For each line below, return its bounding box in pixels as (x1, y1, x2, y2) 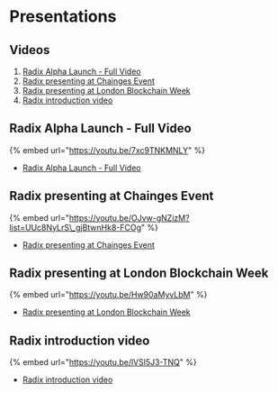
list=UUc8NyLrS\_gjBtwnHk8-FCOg (9, 222, 142, 233)
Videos (9, 42, 50, 58)
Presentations (9, 6, 117, 27)
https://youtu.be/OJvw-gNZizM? (68, 212, 191, 223)
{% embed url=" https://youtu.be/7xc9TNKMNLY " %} (9, 144, 205, 155)
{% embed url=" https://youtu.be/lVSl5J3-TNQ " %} (9, 357, 197, 368)
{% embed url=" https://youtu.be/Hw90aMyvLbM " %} (9, 289, 208, 300)
